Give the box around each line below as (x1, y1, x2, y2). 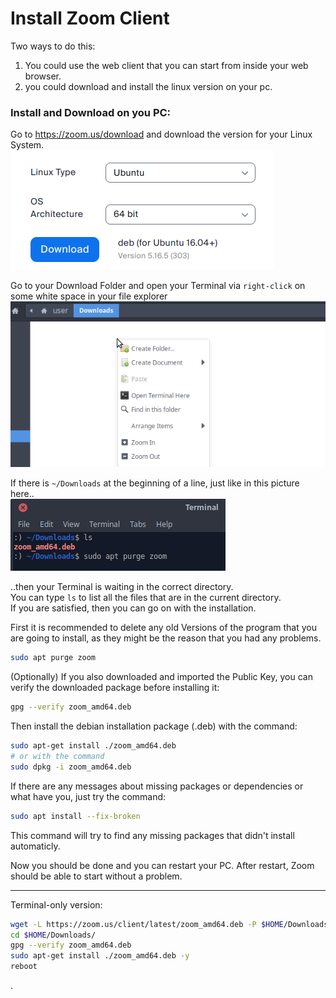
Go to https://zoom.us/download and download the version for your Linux (10, 128, 313, 141)
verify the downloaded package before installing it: (10, 682, 220, 694)
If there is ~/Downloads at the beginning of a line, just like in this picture (10, 477, 300, 489)
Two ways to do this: (10, 40, 96, 52)
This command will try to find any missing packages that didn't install (10, 829, 295, 841)
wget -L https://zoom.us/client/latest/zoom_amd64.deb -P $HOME (10, 919, 284, 929)
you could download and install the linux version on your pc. (24, 80, 273, 92)
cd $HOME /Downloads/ (10, 930, 97, 940)
